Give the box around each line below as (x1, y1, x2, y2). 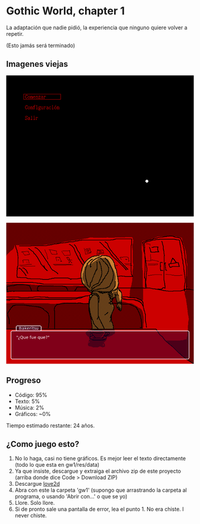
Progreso (6, 375, 41, 386)
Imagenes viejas (6, 59, 68, 69)
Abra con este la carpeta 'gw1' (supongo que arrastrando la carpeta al (14, 486, 187, 494)
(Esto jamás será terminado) (6, 42, 76, 49)
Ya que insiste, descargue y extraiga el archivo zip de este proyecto (14, 467, 182, 475)
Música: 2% (14, 404, 45, 411)
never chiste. (14, 512, 47, 519)
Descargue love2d (14, 480, 60, 488)
